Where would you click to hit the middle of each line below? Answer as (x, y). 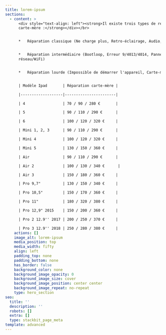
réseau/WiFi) (32, 59)
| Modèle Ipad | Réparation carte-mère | (68, 85)
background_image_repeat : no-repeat (52, 288)
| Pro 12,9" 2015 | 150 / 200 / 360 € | (68, 210)
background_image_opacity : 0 (44, 274)
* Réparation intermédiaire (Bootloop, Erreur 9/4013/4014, (83, 55)
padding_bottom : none (36, 260)
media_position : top (35, 242)
